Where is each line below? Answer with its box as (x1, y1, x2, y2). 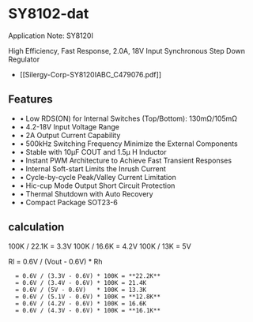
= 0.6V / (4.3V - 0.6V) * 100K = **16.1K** (15, 306, 160, 314)
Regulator (8, 54, 40, 64)
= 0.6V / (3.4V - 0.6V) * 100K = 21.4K (15, 279, 147, 286)
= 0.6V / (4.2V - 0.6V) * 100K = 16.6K (15, 299, 147, 308)
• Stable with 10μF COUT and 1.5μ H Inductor (19, 147, 168, 156)
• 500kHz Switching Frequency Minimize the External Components (19, 139, 239, 148)
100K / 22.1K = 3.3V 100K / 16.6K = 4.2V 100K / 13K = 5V (8, 241, 191, 251)
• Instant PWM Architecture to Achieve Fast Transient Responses (19, 155, 232, 165)
